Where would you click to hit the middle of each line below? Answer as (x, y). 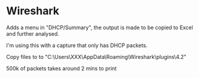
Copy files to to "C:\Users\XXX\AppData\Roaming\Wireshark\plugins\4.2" (96, 57)
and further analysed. (33, 33)
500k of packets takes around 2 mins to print (62, 68)
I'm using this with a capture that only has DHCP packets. (77, 45)
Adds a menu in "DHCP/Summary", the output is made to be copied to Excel (99, 27)
